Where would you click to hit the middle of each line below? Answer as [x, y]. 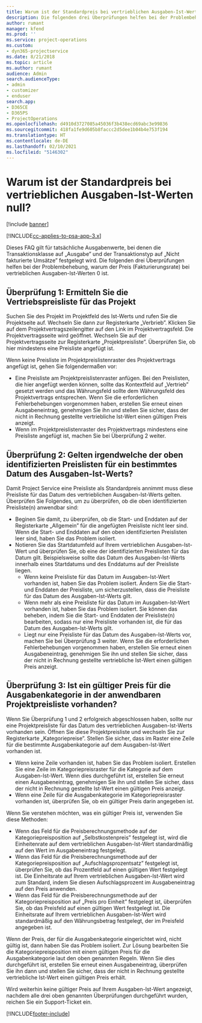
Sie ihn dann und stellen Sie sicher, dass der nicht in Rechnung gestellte [95, 971]
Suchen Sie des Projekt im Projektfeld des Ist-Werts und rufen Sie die [92, 316]
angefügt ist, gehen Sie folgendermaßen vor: [62, 366]
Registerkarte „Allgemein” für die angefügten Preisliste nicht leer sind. [101, 526]
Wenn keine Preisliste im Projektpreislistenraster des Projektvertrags [91, 360]
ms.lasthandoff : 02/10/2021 [41, 146]
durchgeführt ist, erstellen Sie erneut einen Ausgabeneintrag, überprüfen [97, 964]
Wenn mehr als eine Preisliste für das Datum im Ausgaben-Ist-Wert [107, 603]
